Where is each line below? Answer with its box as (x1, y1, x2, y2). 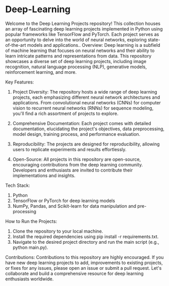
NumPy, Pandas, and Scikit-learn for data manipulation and (12, 203, 137, 209)
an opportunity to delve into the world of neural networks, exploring (5, 37, 147, 43)
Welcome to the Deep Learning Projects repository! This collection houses (5, 20, 161, 26)
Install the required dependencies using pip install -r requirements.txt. (12, 233, 159, 240)
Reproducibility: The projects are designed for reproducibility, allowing (12, 141, 160, 147)
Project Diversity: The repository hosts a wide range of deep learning (12, 89, 157, 95)
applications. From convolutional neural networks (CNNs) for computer (12, 99, 161, 105)
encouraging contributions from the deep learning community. (12, 161, 143, 167)
